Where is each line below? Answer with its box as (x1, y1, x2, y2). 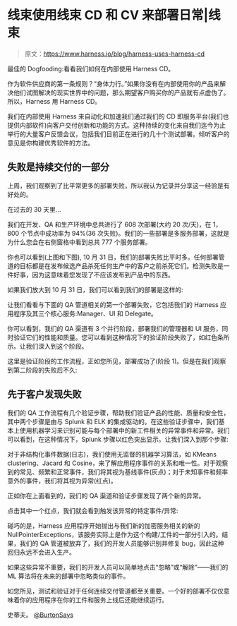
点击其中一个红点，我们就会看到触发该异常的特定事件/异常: (7, 506, 178, 514)
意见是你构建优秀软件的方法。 (7, 138, 94, 147)
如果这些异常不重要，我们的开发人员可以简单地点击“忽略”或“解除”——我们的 (7, 562, 229, 571)
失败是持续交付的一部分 (7, 161, 109, 174)
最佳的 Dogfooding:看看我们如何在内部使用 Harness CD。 (7, 64, 175, 73)
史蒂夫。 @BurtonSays (7, 610, 74, 619)
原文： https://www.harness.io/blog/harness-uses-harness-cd (24, 49, 205, 58)
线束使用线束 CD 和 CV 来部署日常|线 (7, 7, 221, 23)
